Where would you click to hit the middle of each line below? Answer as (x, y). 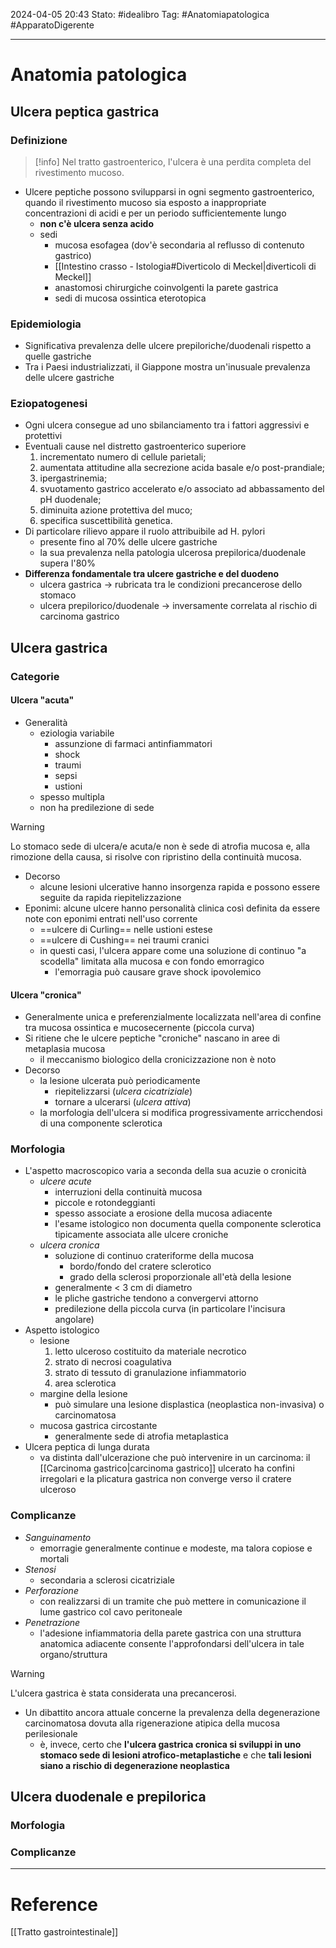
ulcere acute (65, 1181)
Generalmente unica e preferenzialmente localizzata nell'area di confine (173, 1017)
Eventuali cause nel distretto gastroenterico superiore (135, 446)
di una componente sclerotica (101, 1123)
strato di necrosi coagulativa (113, 1362)
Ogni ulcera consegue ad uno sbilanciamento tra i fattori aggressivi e (167, 425)
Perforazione (51, 1590)
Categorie (35, 676)
